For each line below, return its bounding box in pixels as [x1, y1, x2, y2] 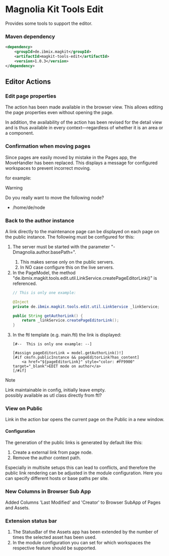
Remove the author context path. [12, 455, 81, 461]
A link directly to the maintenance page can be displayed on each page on [5, 228, 160, 234]
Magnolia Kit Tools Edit [5, 4, 103, 15]
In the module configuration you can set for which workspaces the [12, 540, 151, 546]
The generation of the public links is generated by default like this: [5, 439, 143, 446]
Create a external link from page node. [12, 449, 93, 455]
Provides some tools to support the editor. [5, 20, 92, 26]
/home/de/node [12, 204, 45, 210]
